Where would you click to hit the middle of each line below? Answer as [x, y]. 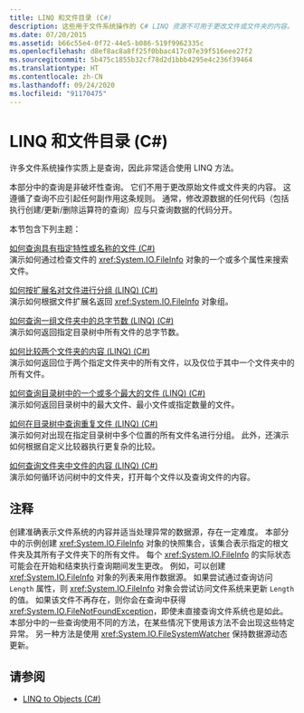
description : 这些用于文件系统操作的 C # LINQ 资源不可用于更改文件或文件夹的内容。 [152, 26]
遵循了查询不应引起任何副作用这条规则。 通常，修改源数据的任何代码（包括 [149, 198]
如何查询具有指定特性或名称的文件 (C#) [82, 248]
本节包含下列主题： [45, 229]
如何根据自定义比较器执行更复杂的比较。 [85, 447]
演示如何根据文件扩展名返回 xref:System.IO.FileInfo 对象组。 [121, 302]
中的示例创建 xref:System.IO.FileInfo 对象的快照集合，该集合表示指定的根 [145, 544]
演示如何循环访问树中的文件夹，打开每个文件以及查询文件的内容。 [132, 477]
